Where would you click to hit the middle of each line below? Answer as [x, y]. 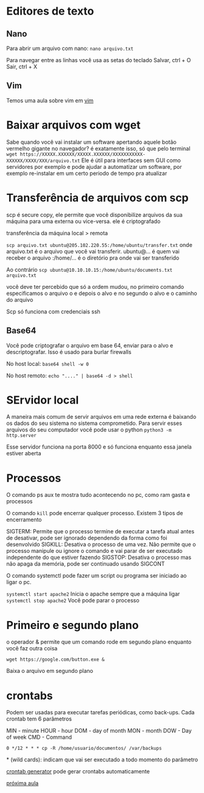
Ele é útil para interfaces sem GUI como [131, 160]
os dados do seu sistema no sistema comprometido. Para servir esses [94, 423]
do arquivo [20, 299]
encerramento [24, 520]
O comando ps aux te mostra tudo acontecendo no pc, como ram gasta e [98, 495]
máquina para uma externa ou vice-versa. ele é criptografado [83, 221]
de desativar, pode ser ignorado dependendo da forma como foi [87, 538]
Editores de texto [50, 11]
